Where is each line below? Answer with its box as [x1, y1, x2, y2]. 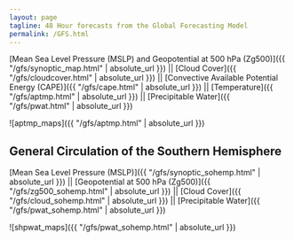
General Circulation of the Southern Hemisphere [9, 144, 282, 159]
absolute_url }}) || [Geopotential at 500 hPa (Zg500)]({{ [9, 176, 211, 187]
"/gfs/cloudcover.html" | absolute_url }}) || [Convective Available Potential [9, 73, 278, 83]
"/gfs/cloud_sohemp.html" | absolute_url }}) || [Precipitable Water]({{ [9, 196, 260, 206]
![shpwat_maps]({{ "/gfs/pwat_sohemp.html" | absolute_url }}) [9, 222, 236, 233]
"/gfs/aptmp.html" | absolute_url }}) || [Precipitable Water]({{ [9, 91, 231, 102]
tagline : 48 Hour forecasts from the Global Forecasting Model [9, 21, 249, 30]
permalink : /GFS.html [9, 29, 90, 38]
